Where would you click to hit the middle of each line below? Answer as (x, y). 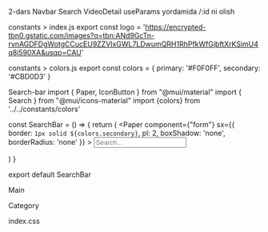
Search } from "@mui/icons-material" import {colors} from (104, 100)
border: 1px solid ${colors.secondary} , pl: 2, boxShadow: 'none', (117, 133)
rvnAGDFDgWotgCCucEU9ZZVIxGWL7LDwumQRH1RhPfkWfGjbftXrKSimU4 (133, 44)
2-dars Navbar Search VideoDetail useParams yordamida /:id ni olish (122, 12)
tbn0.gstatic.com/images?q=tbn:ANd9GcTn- (81, 36)
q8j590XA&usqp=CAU (45, 52)
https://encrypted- (176, 27)
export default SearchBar (50, 174)
